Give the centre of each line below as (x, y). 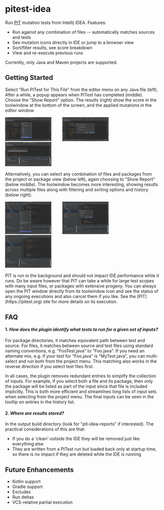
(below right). (19, 195)
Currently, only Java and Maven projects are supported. (61, 62)
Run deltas (23, 497)
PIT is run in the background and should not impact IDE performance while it (82, 276)
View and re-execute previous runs (47, 53)
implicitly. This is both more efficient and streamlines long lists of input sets (81, 391)
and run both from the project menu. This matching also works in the (88, 361)
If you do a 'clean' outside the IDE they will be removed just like (76, 439)
